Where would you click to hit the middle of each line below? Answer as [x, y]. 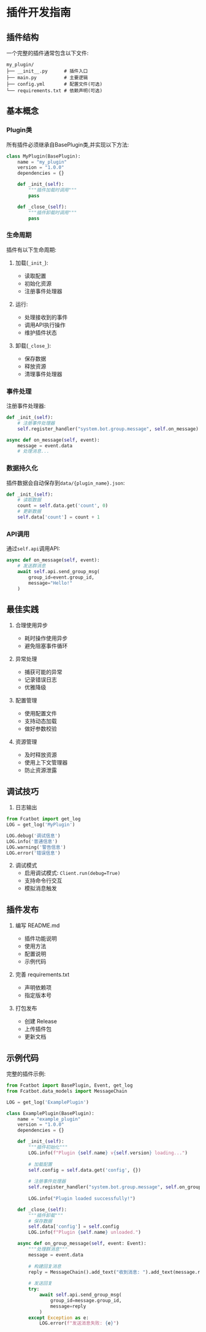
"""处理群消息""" [48, 1249]
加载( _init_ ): [32, 263]
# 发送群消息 [32, 566]
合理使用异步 [31, 625]
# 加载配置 [40, 1164]
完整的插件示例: [26, 1074]
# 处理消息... [33, 452]
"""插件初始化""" [48, 1147]
